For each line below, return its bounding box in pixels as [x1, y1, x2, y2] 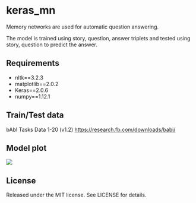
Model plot [6, 143, 47, 153]
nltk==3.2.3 [14, 74, 43, 81]
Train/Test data [6, 110, 64, 120]
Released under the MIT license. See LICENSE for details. [6, 191, 147, 199]
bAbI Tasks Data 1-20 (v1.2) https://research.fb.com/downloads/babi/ [6, 126, 176, 133]
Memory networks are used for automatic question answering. [6, 23, 159, 30]
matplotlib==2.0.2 [14, 80, 59, 87]
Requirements [6, 58, 59, 68]
